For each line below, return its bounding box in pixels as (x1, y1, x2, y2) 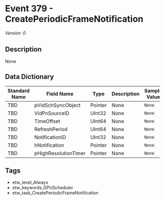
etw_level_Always (12, 179, 48, 185)
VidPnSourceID (34, 109, 70, 116)
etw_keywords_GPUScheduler (12, 185, 74, 191)
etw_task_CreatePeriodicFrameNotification (12, 190, 99, 196)
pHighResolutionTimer (34, 150, 86, 157)
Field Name (46, 90, 74, 97)
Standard (7, 87, 30, 94)
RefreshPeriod (34, 126, 68, 133)
